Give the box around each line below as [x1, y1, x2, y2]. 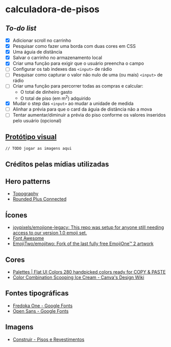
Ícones [5, 210, 28, 220]
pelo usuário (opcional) [12, 118, 62, 124]
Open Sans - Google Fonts [12, 308, 69, 314]
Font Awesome [12, 235, 44, 242]
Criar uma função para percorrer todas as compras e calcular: [12, 83, 143, 89]
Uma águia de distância [12, 49, 63, 55]
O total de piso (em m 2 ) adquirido [20, 94, 91, 101]
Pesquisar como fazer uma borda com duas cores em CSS [12, 43, 136, 49]
